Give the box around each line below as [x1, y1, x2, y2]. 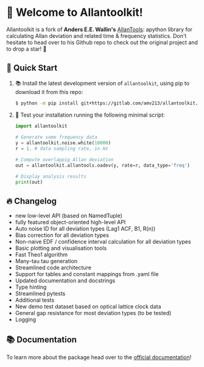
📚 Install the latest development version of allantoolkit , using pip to [15, 79, 190, 87]
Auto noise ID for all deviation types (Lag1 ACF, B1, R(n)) [15, 225, 156, 233]
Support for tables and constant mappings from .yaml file [15, 271, 160, 278]
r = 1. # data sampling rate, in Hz [15, 146, 108, 152]
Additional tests [15, 296, 55, 304]
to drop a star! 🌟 [6, 45, 47, 53]
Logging [15, 316, 37, 323]
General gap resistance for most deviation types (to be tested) [15, 310, 172, 317]
